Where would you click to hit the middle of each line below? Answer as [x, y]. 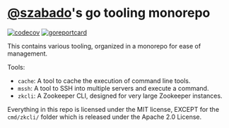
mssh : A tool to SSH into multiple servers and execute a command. [113, 88]
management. [28, 53]
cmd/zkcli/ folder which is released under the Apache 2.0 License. [105, 117]
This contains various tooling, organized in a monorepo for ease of [104, 46]
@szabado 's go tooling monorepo [109, 13]
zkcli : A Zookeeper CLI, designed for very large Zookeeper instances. [120, 96]
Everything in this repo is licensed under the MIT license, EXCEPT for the [113, 109]
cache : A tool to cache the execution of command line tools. [104, 81]
